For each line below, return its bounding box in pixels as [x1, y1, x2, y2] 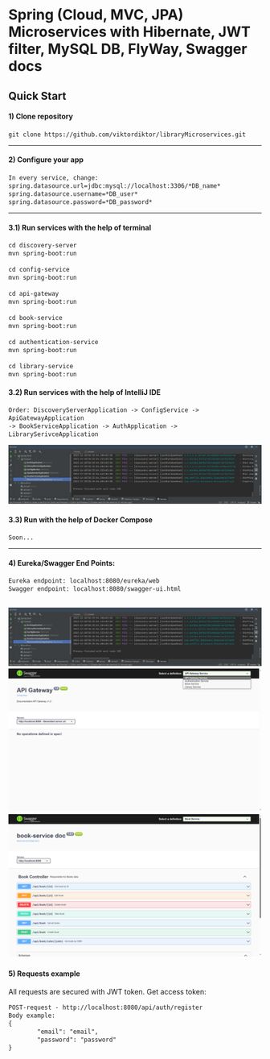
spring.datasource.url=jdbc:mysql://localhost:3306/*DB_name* [8, 181, 221, 190]
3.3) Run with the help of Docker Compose [8, 514, 153, 525]
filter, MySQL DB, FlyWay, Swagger [8, 40, 247, 58]
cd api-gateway [8, 290, 59, 298]
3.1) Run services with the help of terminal [8, 222, 151, 232]
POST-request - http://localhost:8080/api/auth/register [8, 1003, 203, 1011]
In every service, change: [8, 173, 99, 182]
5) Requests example [8, 969, 80, 978]
